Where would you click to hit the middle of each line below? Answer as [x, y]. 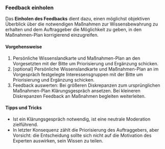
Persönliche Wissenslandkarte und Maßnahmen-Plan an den [76, 58]
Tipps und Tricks [23, 108]
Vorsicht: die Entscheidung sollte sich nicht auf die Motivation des [82, 135]
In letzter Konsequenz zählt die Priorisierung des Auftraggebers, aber [86, 130]
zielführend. [25, 125]
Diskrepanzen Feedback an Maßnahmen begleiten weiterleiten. [79, 96]
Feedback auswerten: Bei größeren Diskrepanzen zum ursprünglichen [86, 85]
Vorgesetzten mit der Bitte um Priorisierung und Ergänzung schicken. [86, 63]
